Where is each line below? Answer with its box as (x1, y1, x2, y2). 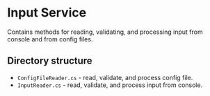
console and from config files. (7, 35, 93, 43)
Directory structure (7, 55, 92, 67)
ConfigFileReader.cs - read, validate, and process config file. (17, 73, 193, 81)
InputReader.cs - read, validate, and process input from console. (17, 81, 203, 89)
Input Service (7, 5, 87, 21)
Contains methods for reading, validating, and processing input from (7, 28, 203, 36)
